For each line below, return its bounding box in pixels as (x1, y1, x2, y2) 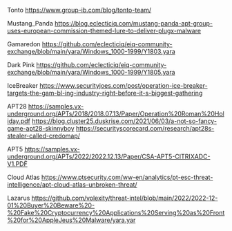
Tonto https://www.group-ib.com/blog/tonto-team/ (7, 6, 152, 14)
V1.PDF (7, 160, 28, 168)
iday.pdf (7, 117, 31, 125)
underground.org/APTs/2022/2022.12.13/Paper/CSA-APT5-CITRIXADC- (7, 152, 211, 160)
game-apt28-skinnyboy (7, 124, 75, 132)
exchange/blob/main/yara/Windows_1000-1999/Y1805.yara (7, 68, 175, 76)
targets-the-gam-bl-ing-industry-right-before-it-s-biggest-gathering (7, 89, 203, 97)
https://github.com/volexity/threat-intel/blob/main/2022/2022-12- (31, 194, 218, 202)
